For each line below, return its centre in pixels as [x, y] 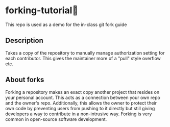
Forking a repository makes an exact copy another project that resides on [82, 92]
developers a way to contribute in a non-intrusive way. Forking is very [79, 114]
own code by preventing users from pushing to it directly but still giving [80, 108]
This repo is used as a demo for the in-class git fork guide [66, 24]
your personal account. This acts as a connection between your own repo [83, 97]
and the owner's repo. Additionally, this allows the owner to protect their [81, 103]
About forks [25, 80]
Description [24, 41]
